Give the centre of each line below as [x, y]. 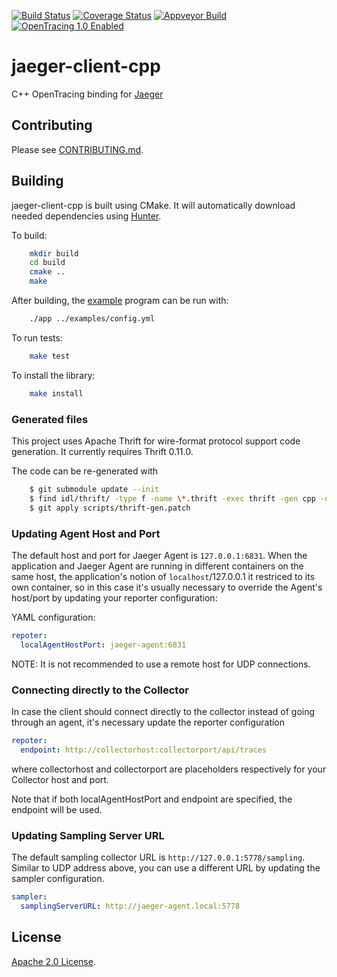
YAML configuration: [53, 617]
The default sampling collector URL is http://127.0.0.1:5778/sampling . [158, 857]
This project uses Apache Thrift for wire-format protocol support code [156, 441]
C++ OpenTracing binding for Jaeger [87, 94]
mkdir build [54, 253]
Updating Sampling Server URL [88, 835]
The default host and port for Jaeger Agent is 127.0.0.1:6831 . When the [159, 555]
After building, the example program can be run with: [120, 301]
